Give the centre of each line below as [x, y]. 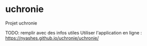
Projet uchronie [21, 23]
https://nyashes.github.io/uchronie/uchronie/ [52, 38]
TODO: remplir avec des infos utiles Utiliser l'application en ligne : [73, 32]
